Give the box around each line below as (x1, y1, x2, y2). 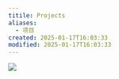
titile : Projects (8, 11, 66, 20)
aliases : (8, 19, 37, 27)
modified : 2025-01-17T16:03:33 (8, 41, 112, 49)
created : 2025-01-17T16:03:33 (8, 33, 109, 42)
